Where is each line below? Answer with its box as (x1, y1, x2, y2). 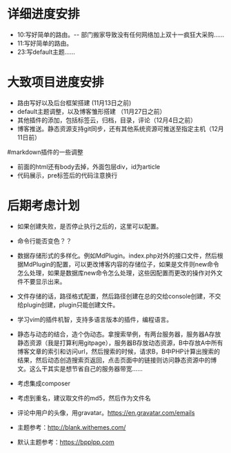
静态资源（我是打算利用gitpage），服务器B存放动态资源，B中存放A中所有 (17, 338, 223, 347)
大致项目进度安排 (7, 75, 105, 90)
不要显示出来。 (23, 277, 66, 285)
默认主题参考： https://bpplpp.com (17, 438, 115, 446)
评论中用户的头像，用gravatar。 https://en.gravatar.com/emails (17, 408, 195, 416)
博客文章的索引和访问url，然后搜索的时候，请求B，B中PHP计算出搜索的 (17, 347, 221, 356)
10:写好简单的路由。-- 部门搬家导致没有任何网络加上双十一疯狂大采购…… (17, 30, 225, 39)
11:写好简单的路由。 (17, 39, 73, 47)
